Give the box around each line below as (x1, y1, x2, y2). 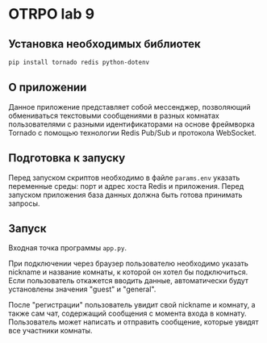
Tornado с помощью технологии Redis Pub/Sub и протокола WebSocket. (8, 128, 257, 137)
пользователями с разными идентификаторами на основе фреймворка (8, 119, 256, 129)
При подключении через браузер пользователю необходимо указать (8, 259, 248, 269)
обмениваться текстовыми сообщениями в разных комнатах (8, 111, 219, 120)
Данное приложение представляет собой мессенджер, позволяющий (8, 102, 252, 111)
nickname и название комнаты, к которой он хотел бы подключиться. (8, 267, 248, 277)
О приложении (8, 81, 87, 94)
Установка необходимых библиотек (8, 37, 201, 51)
